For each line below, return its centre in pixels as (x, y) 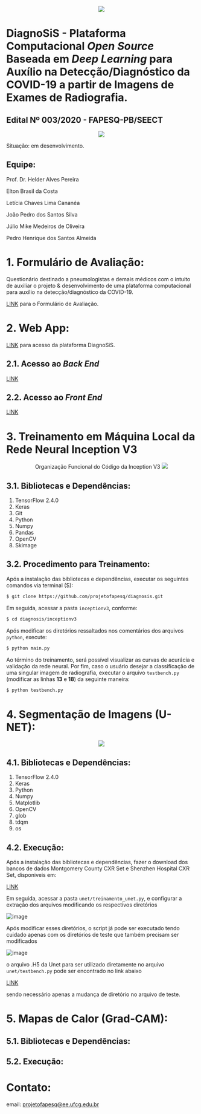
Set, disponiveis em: (31, 875)
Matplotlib (27, 803)
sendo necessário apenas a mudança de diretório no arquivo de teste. (93, 994)
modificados (22, 941)
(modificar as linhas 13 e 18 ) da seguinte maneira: (68, 679)
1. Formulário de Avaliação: (75, 262)
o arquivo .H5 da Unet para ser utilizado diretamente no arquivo (85, 964)
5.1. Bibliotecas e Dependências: (69, 1041)
